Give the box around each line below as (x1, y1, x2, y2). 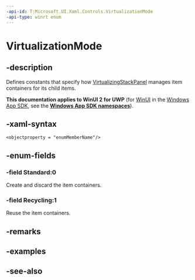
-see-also (6, 266, 43, 276)
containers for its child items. (6, 85, 76, 92)
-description (6, 63, 53, 73)
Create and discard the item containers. (6, 181, 102, 188)
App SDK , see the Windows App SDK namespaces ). (6, 102, 134, 109)
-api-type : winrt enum (6, 14, 61, 20)
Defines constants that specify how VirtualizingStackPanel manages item (6, 78, 183, 85)
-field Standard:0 (6, 168, 57, 176)
